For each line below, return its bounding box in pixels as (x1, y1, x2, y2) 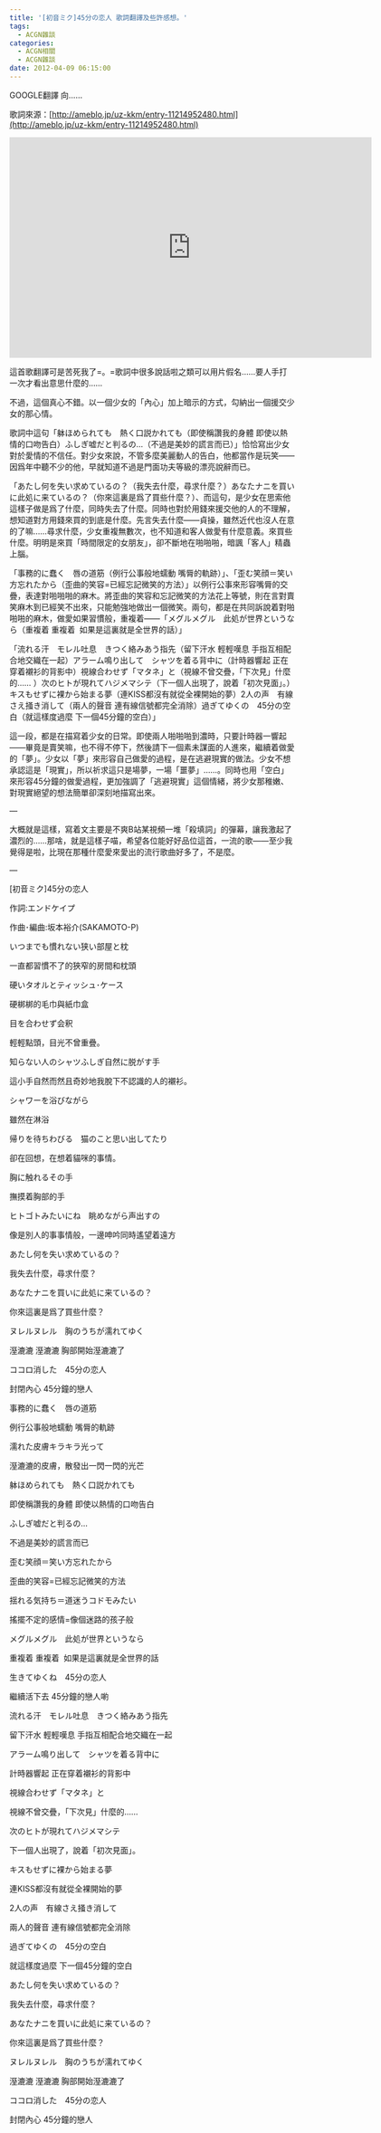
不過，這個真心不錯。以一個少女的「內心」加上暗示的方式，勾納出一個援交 (9, 396, 287, 407)
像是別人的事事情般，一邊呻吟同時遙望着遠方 (9, 1229, 176, 1240)
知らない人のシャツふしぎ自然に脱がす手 (9, 1056, 160, 1067)
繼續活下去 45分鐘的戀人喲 (9, 1690, 110, 1701)
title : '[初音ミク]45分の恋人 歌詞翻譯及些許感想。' (9, 13, 188, 23)
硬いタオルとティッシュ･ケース (9, 979, 124, 990)
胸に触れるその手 (9, 1171, 73, 1182)
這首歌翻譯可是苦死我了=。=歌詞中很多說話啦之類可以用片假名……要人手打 (9, 366, 288, 376)
